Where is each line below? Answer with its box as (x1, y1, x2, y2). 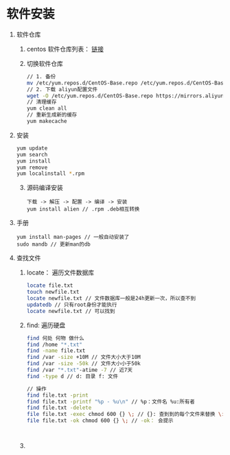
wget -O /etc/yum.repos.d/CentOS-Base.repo (26, 92, 154, 100)
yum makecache (26, 118, 67, 125)
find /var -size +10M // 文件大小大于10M (26, 354, 141, 361)
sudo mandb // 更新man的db (16, 241, 91, 248)
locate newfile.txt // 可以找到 (26, 307, 115, 314)
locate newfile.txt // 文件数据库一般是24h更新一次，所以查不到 (26, 295, 196, 302)
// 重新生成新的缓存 (26, 111, 78, 119)
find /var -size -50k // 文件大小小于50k (26, 360, 141, 367)
